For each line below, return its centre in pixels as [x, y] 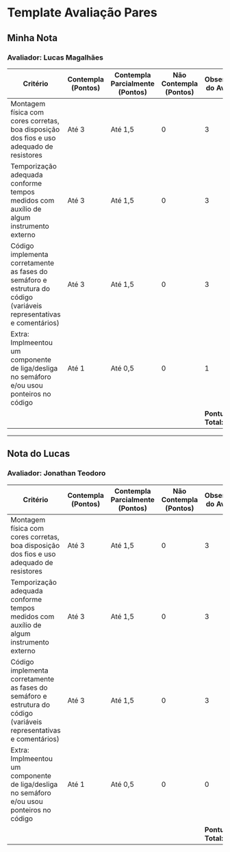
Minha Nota [33, 38]
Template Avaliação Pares [82, 13]
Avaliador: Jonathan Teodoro [56, 473]
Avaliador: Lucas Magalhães [55, 58]
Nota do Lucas [39, 454]
